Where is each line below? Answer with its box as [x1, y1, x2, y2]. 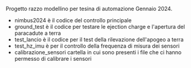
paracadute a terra [14, 29, 61, 37]
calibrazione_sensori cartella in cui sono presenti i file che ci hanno [14, 49, 182, 56]
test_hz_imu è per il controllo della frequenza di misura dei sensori [14, 42, 180, 49]
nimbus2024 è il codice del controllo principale [14, 17, 132, 23]
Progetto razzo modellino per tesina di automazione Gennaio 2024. [5, 5, 173, 12]
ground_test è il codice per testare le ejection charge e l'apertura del [14, 23, 186, 30]
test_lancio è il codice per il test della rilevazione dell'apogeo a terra [14, 36, 184, 43]
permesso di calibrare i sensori [14, 55, 92, 62]
